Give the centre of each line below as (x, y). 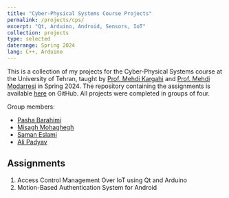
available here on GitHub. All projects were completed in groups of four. (109, 93)
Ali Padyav (32, 142)
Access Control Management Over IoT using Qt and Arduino (102, 180)
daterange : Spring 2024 (41, 45)
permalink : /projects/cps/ (46, 20)
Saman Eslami (37, 134)
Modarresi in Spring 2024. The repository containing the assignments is (109, 86)
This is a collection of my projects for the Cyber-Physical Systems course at (115, 71)
